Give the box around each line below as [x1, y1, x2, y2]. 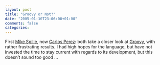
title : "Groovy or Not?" [5, 12, 56, 17]
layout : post [5, 7, 32, 12]
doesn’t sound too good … [5, 54, 58, 60]
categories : [5, 25, 29, 30]
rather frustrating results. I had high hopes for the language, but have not [5, 44, 153, 50]
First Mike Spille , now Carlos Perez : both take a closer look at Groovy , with [5, 39, 155, 44]
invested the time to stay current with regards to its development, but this [5, 49, 153, 55]
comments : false [5, 21, 38, 26]
